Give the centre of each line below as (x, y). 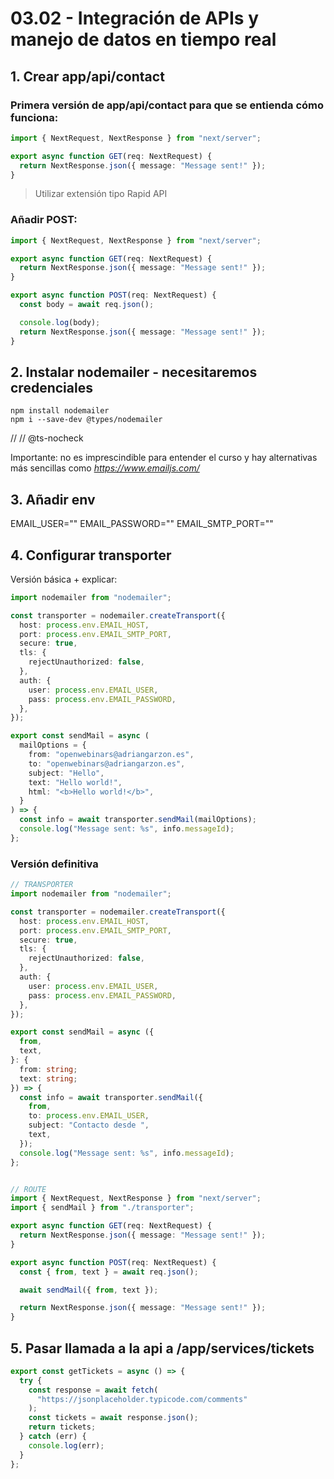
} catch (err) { (53, 1437)
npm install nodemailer (60, 411)
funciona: (34, 117)
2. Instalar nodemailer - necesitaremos (134, 372)
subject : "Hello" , (66, 773)
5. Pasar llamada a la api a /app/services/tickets (162, 1348)
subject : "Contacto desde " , (89, 1125)
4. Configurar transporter (91, 555)
